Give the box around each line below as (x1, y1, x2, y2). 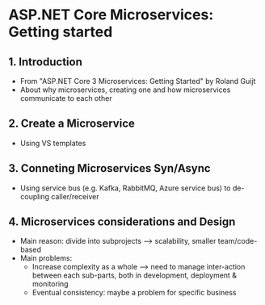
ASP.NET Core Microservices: (8, 6, 214, 24)
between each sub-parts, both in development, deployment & (32, 270, 237, 280)
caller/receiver (51, 191, 99, 201)
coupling (19, 191, 50, 201)
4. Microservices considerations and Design (8, 215, 236, 229)
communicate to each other (19, 94, 113, 102)
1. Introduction (8, 55, 82, 69)
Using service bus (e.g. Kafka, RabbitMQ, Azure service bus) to (19, 183, 231, 193)
